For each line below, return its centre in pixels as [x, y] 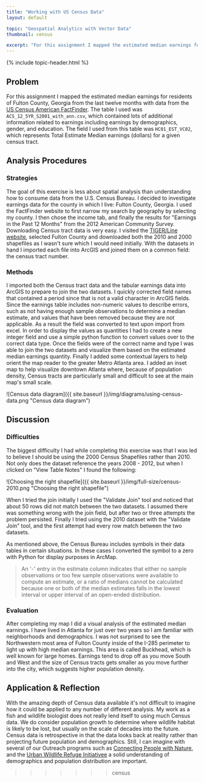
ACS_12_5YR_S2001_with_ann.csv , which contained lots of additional [90, 116]
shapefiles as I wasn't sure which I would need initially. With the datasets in [100, 243]
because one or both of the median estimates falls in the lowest [100, 588]
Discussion [28, 420]
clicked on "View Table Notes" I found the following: [71, 470]
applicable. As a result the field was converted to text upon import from [96, 324]
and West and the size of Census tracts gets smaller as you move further [97, 662]
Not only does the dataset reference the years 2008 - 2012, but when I [95, 463]
